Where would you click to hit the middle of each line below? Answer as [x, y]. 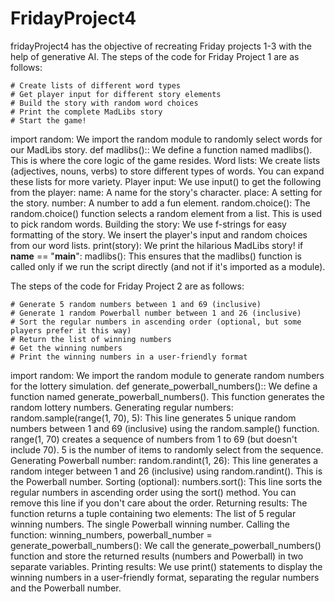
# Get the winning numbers [66, 348]
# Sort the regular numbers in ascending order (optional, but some [156, 322]
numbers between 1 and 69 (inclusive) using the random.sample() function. [165, 428]
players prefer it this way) [71, 330]
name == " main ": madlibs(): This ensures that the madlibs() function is [156, 256]
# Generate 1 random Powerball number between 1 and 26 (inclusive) [156, 313]
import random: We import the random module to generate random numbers [167, 375]
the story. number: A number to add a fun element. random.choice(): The [160, 203]
